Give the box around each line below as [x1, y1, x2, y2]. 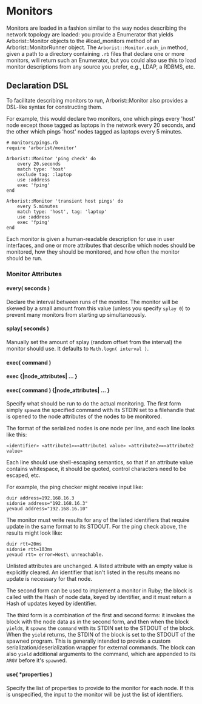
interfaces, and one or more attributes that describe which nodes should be [6, 242, 195, 249]
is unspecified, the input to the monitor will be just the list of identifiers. [6, 691, 184, 698]
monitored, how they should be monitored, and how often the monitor [6, 248, 180, 256]
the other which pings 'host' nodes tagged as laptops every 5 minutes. [6, 127, 183, 135]
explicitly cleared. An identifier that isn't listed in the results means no [6, 569, 180, 576]
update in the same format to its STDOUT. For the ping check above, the [6, 523, 187, 530]
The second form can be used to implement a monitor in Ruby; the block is [6, 587, 193, 594]
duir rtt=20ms [6, 541, 42, 547]
